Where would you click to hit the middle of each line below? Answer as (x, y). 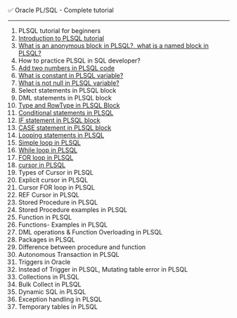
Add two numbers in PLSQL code (66, 68)
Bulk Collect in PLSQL (50, 284)
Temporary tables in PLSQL (58, 307)
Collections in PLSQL (49, 277)
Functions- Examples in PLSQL (63, 225)
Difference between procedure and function (82, 247)
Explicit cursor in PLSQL (53, 180)
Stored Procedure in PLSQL (58, 202)
